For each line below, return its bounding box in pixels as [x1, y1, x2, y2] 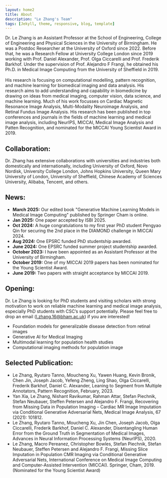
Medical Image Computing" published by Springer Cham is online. [12, 212, 148, 218]
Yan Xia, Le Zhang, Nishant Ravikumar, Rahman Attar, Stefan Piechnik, [12, 393, 157, 399]
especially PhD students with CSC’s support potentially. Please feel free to [5, 308, 158, 314]
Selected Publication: [5, 359, 73, 367]
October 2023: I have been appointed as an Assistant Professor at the [12, 248, 157, 254]
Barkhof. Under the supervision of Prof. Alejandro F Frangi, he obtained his [5, 61, 159, 67]
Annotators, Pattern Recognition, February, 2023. [12, 388, 114, 394]
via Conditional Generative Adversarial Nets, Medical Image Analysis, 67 [12, 409, 161, 415]
